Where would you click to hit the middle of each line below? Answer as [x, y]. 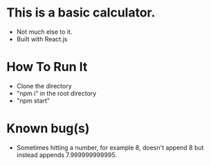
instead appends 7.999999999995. [66, 155]
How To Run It [47, 67]
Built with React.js [42, 39]
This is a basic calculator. [81, 13]
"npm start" [33, 101]
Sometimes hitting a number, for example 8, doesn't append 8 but [110, 147]
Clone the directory [44, 86]
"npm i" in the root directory [56, 93]
